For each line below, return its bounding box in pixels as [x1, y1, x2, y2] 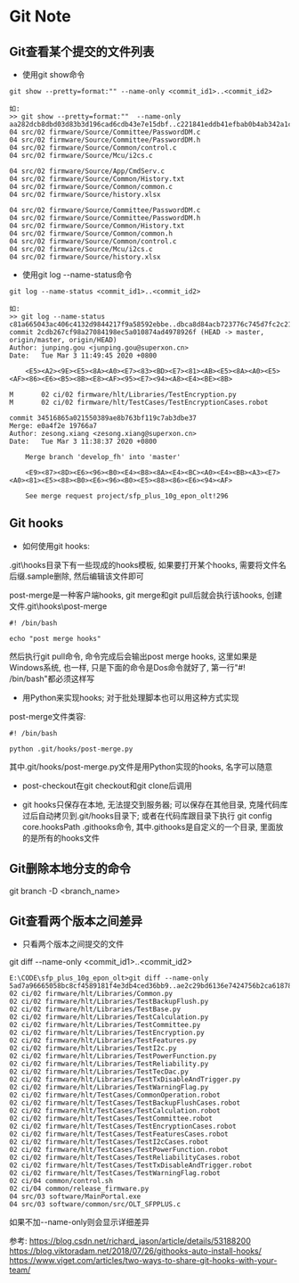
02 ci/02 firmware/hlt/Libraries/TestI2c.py [9, 1044, 177, 1053]
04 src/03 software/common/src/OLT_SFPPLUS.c [9, 1200, 181, 1209]
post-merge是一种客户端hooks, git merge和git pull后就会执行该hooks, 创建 [9, 589, 283, 600]
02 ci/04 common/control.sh [9, 1177, 114, 1186]
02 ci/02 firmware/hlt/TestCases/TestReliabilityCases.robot [9, 1153, 241, 1163]
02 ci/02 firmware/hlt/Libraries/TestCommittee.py [9, 1021, 201, 1030]
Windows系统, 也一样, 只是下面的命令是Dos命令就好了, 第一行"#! [9, 662, 246, 672]
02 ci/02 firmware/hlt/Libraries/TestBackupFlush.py [9, 997, 209, 1007]
